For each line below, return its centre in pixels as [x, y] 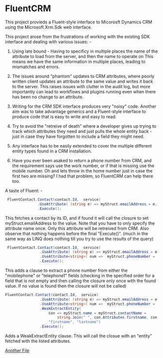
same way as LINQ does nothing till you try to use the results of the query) [79, 239]
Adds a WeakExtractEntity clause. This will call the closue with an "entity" [79, 336]
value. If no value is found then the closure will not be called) [66, 286]
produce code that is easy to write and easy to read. [64, 116]
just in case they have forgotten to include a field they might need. [78, 136]
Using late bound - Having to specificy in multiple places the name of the [85, 51]
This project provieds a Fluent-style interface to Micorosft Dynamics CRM [79, 22]
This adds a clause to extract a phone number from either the [66, 270]
